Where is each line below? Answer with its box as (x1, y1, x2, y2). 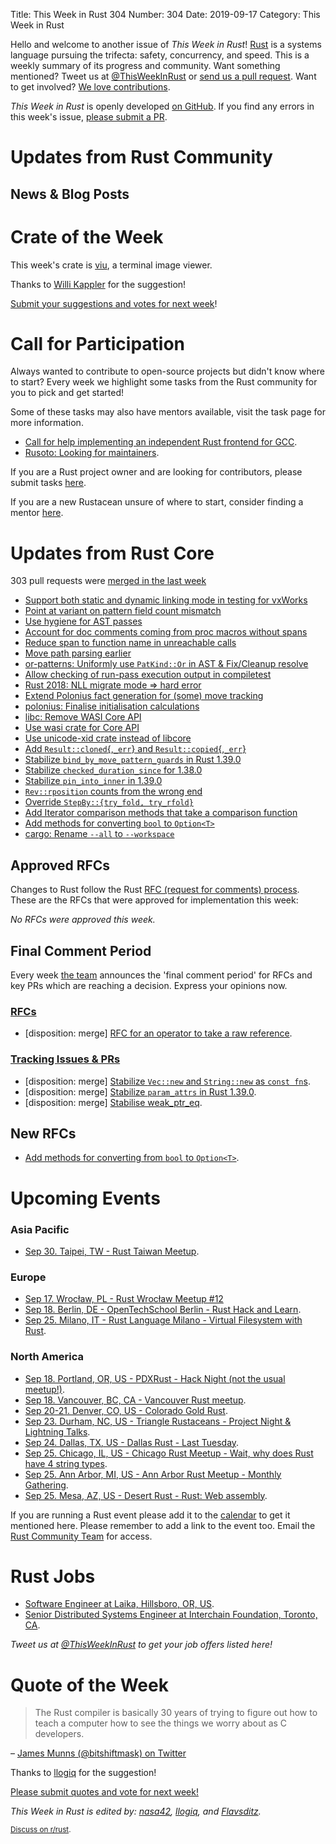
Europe (10, 1270, 47, 1284)
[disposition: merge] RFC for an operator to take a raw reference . (24, 1027, 293, 1039)
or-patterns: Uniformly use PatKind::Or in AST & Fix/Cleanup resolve (24, 658, 309, 670)
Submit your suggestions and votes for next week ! (10, 297, 218, 309)
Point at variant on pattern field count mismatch (24, 605, 222, 617)
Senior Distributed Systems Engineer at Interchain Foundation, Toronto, (24, 1609, 318, 1621)
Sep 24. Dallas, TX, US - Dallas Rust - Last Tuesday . (24, 1436, 240, 1448)
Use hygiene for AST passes (24, 615, 143, 628)
